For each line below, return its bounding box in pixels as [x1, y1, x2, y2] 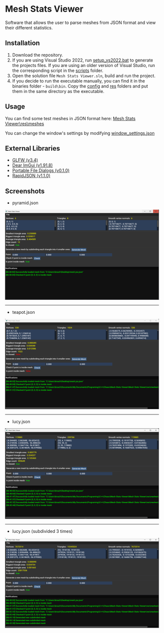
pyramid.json [12, 200, 39, 206]
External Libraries [5, 144, 60, 153]
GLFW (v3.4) [12, 157, 38, 163]
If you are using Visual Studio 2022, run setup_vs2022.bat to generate [12, 57, 153, 63]
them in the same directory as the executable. [12, 88, 104, 94]
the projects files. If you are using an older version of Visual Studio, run [12, 62, 155, 68]
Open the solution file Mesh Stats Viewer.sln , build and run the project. [12, 72, 156, 79]
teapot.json [12, 309, 35, 315]
